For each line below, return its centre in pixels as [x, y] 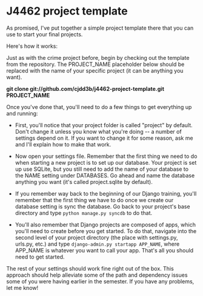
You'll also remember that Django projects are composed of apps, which [105, 225]
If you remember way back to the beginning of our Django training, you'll [106, 193]
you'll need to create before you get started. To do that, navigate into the [106, 231]
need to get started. [40, 257]
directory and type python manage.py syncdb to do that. [84, 212]
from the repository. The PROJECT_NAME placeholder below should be [95, 64]
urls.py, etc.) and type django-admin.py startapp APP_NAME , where [97, 244]
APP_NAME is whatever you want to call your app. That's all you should [104, 250]
